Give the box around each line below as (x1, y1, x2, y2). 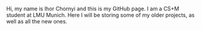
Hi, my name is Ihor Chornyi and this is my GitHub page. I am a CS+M (6, 5, 180, 12)
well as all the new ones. (6, 18, 68, 25)
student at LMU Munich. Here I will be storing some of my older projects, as (6, 11, 195, 19)
